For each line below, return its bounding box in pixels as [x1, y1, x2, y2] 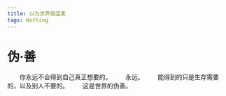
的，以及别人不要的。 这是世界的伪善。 [7, 81, 132, 90]
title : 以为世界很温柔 [7, 10, 66, 17]
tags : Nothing [7, 17, 49, 24]
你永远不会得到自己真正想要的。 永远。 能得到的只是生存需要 [19, 73, 219, 81]
